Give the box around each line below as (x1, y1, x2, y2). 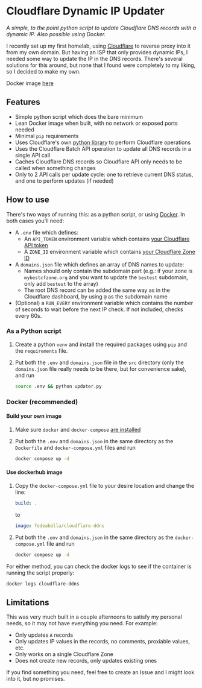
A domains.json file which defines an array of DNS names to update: (14, 260, 185, 268)
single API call (14, 151, 50, 159)
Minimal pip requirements (14, 132, 79, 139)
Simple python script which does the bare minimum (14, 113, 144, 120)
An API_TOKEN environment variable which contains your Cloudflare (24, 235, 190, 242)
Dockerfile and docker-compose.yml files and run (14, 444, 136, 451)
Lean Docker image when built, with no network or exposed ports (14, 119, 178, 127)
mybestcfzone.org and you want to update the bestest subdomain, (24, 273, 188, 281)
